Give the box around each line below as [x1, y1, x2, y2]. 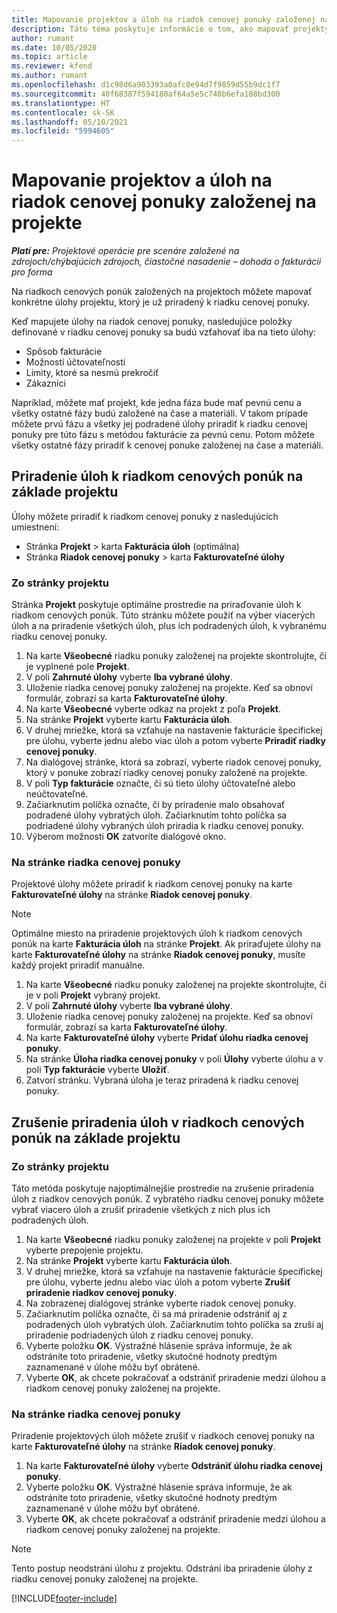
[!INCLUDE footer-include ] [11, 1592, 118, 1605]
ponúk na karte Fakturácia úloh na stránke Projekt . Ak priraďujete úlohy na [11, 938, 322, 950]
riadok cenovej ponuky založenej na [11, 191, 317, 213]
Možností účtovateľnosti [25, 356, 126, 368]
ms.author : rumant [11, 71, 88, 81]
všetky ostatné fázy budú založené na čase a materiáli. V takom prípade [11, 407, 309, 420]
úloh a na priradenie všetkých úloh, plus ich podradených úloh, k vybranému [11, 620, 327, 632]
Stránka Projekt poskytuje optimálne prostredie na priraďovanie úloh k [11, 599, 302, 611]
